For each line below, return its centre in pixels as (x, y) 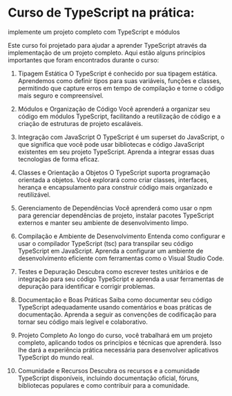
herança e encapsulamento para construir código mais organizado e (115, 187)
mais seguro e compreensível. (61, 96)
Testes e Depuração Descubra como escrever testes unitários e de (113, 271)
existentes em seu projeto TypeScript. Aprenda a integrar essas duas (116, 152)
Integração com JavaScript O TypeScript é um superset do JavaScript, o (121, 137)
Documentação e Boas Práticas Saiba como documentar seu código (115, 300)
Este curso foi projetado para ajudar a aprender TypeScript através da (107, 45)
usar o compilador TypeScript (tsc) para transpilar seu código (105, 243)
